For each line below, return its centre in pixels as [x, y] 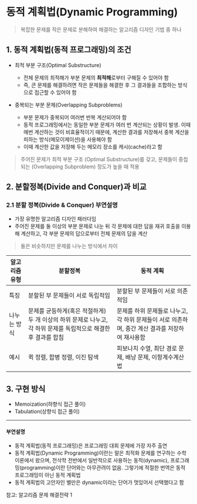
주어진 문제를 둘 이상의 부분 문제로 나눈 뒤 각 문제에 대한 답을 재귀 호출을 [97, 226]
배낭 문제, [138, 358]
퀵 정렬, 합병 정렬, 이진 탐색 [64, 358]
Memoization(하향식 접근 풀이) [50, 404]
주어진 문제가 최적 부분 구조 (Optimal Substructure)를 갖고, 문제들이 [99, 159]
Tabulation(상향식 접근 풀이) [47, 412]
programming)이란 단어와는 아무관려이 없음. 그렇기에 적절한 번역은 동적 [103, 468]
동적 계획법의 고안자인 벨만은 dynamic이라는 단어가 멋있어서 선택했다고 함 [99, 482]
